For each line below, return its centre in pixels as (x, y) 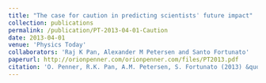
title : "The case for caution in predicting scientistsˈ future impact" (131, 15)
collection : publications (51, 23)
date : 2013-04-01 (37, 38)
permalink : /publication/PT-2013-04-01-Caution (88, 30)
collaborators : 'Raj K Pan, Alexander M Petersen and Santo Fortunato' (129, 52)
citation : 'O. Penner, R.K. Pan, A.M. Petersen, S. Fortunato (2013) (125, 67)
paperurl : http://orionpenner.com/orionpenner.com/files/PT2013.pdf (123, 60)
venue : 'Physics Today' (47, 45)
